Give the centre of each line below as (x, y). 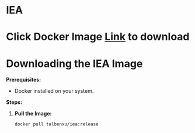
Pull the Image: (33, 114)
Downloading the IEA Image (74, 63)
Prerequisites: (24, 80)
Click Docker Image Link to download (98, 37)
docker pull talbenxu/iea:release (56, 124)
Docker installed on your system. (54, 91)
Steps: (14, 102)
